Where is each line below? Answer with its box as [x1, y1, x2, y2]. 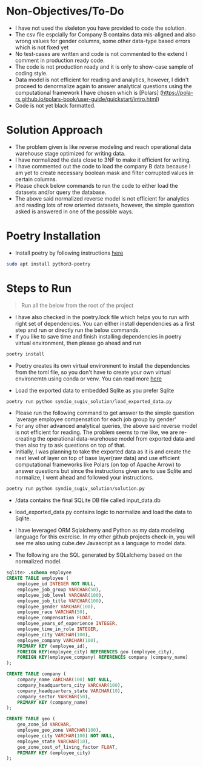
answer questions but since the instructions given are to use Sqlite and [15, 467, 192, 475]
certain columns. [15, 175, 58, 183]
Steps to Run [6, 281, 72, 295]
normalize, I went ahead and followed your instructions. [15, 474, 154, 481]
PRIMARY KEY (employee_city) [17, 749, 91, 756]
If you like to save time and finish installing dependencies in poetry [15, 332, 182, 340]
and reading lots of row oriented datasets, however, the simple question [15, 201, 195, 208]
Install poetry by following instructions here [15, 249, 124, 256]
